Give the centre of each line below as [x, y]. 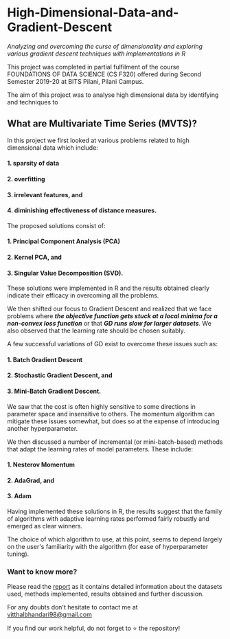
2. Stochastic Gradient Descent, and [60, 375]
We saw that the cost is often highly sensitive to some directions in [101, 406]
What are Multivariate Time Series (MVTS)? [102, 124]
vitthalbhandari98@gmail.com [50, 615]
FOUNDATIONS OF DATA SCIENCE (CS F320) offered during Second [104, 74]
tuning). [18, 554]
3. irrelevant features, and [45, 194]
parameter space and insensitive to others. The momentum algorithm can [111, 414]
